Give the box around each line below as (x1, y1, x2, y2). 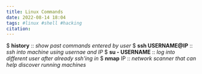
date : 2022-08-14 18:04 (6, 14, 66, 20)
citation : (6, 25, 31, 32)
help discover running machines (6, 61, 86, 69)
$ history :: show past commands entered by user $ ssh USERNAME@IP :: (6, 42, 193, 49)
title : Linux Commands (6, 8, 63, 15)
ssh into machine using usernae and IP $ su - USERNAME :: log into (6, 49, 175, 56)
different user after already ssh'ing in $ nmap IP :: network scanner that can (6, 55, 197, 62)
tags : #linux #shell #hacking (6, 20, 83, 26)
